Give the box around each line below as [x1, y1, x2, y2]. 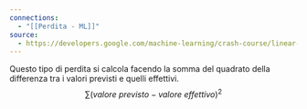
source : [9, 30, 39, 39]
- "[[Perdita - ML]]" [17, 22, 101, 31]
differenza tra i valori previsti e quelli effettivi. [9, 74, 180, 84]
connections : [9, 13, 59, 23]
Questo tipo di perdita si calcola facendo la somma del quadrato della [9, 64, 271, 74]
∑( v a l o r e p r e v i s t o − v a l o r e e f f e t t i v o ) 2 [85, 87, 222, 100]
